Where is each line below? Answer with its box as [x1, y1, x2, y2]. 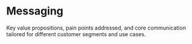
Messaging [6, 4, 63, 18]
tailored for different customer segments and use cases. [6, 30, 146, 37]
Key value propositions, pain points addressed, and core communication [6, 24, 186, 31]
